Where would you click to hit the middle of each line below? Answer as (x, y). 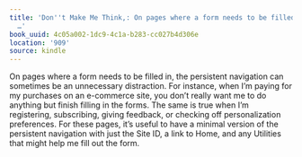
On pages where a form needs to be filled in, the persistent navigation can (147, 76)
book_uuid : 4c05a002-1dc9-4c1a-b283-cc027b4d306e (104, 34)
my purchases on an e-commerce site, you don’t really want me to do (138, 96)
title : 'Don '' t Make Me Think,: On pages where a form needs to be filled (152, 17)
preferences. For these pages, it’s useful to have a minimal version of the (144, 124)
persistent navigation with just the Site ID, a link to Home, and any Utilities (145, 134)
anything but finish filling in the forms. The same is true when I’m (129, 105)
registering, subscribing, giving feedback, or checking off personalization (145, 115)
